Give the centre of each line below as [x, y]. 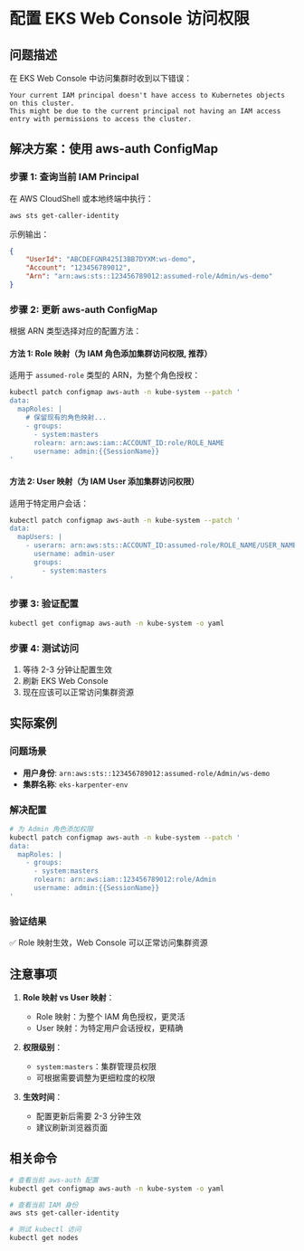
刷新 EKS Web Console [65, 680]
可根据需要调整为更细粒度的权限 [95, 1077]
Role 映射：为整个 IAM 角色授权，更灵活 [110, 1016]
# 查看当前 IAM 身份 [44, 1205]
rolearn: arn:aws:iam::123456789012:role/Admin [125, 880]
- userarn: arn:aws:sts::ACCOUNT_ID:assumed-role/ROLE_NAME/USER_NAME [161, 545]
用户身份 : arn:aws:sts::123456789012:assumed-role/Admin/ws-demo [146, 772]
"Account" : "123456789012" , [78, 268]
